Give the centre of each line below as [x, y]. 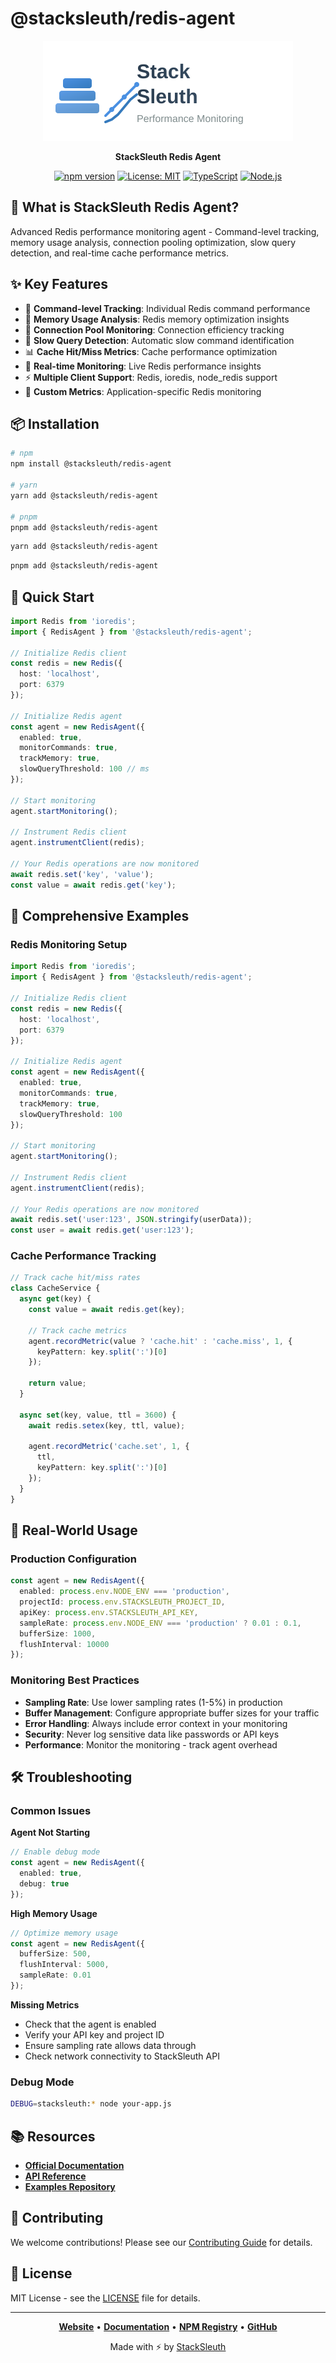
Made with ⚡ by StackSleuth [168, 2346]
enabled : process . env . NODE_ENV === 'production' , [124, 1592]
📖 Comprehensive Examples [100, 916]
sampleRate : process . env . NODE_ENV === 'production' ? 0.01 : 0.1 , [160, 1623]
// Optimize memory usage [64, 1933]
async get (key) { [55, 1299]
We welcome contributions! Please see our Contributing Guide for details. [161, 2242]
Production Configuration [74, 1559]
